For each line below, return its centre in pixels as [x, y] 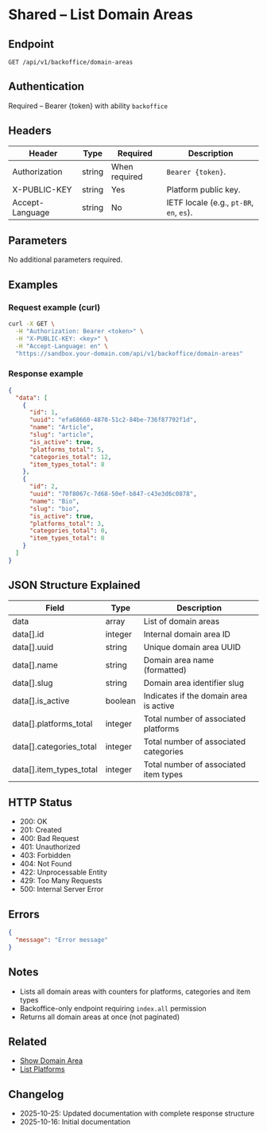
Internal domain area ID [187, 634]
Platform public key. [203, 189]
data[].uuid [33, 647]
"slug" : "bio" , [54, 508]
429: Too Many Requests [61, 881]
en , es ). [180, 212]
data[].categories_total [54, 746]
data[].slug [33, 683]
